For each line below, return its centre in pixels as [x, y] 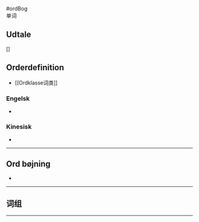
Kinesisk [19, 126]
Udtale [19, 35]
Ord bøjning [28, 164]
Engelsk [18, 99]
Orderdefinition [35, 68]
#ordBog [17, 9]
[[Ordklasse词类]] [36, 83]
